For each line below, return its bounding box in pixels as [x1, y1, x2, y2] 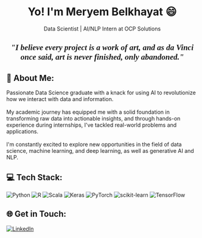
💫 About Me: [6, 72, 55, 83]
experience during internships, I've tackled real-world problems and [6, 121, 177, 129]
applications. [6, 128, 38, 135]
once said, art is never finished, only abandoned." [20, 52, 184, 62]
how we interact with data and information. [6, 96, 114, 103]
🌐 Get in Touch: [6, 209, 67, 219]
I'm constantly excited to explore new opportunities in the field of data [6, 141, 182, 148]
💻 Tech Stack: [6, 172, 63, 183]
